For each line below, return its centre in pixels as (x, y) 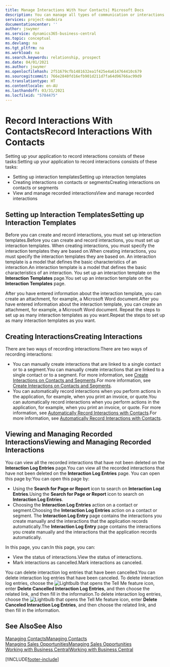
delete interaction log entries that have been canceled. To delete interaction (84, 578)
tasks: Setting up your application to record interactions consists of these (81, 162)
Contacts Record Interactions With (79, 131)
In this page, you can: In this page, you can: (50, 547)
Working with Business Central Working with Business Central (69, 649)
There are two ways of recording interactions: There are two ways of (76, 349)
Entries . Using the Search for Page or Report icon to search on (78, 494)
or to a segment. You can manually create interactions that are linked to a (88, 369)
